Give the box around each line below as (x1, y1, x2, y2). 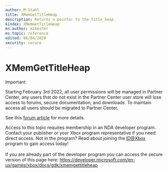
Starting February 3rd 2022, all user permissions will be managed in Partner (5, 89, 163, 95)
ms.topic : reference (5, 31, 49, 36)
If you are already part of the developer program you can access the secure (5, 151, 163, 157)
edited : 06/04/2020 (5, 36, 46, 41)
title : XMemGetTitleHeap (5, 12, 58, 17)
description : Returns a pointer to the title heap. (5, 17, 116, 22)
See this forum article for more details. (5, 114, 85, 120)
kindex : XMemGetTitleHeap (5, 21, 60, 27)
